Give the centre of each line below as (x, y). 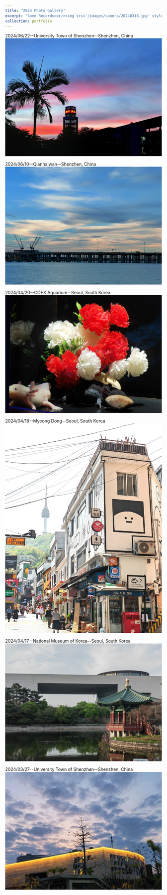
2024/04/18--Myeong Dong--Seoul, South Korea (55, 421)
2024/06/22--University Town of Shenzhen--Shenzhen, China (69, 36)
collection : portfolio (29, 21)
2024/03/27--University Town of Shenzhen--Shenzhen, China (69, 769)
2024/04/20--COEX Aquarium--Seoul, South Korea (58, 293)
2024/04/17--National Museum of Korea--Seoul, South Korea (68, 641)
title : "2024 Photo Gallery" (35, 10)
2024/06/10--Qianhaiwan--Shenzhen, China (51, 164)
